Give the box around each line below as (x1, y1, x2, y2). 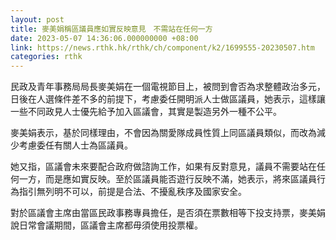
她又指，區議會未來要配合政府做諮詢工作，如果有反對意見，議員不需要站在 (10, 161, 317, 173)
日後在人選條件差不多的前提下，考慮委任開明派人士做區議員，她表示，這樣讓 (10, 93, 326, 105)
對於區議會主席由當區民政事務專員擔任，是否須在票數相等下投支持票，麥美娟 (10, 207, 326, 219)
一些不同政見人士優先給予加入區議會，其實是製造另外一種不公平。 (10, 106, 282, 118)
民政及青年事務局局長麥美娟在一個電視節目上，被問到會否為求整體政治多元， (10, 81, 326, 93)
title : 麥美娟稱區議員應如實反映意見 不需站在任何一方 (10, 24, 213, 34)
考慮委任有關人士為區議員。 (18, 139, 133, 151)
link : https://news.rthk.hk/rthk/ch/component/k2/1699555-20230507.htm (10, 42, 315, 53)
